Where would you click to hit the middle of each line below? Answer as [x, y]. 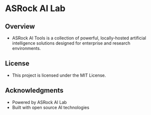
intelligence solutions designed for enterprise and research [71, 43]
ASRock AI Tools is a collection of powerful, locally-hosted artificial [79, 38]
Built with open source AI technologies [51, 107]
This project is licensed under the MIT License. [59, 75]
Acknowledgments [34, 90]
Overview [20, 26]
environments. [26, 48]
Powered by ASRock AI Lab [39, 102]
